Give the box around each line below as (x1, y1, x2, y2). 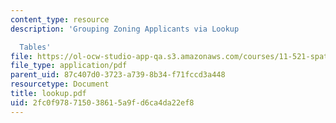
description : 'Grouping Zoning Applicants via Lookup (10, 24, 240, 34)
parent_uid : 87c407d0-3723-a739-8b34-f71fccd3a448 (10, 70, 226, 80)
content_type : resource (10, 14, 110, 25)
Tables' (19, 42, 52, 52)
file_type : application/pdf (10, 61, 128, 71)
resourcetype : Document (10, 79, 110, 90)
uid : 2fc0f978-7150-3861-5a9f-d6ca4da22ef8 (10, 97, 195, 108)
